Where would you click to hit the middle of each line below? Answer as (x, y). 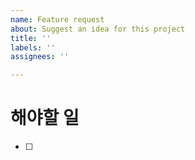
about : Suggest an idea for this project (98, 29)
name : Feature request (57, 19)
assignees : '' (40, 57)
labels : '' (33, 47)
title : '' (31, 38)
